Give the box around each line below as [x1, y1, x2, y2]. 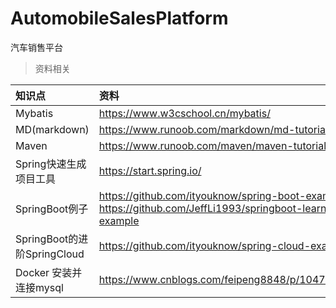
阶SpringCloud [15, 247, 85, 261]
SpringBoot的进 [15, 232, 89, 246]
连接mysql [15, 280, 64, 294]
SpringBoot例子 [15, 202, 89, 216]
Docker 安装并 [15, 265, 83, 279]
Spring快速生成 [15, 157, 87, 171]
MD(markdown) [15, 122, 90, 136]
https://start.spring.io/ [98, 163, 202, 177]
